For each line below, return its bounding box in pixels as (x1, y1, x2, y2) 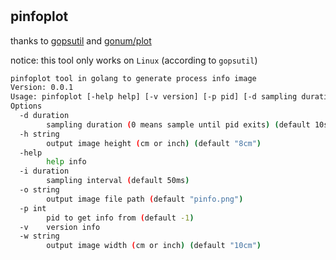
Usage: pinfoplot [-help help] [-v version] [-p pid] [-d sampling (10, 92, 298, 102)
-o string (19, 185, 60, 195)
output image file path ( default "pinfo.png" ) (46, 194, 244, 204)
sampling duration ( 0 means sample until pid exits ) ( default (46, 119, 311, 130)
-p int (19, 203, 47, 213)
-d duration (19, 111, 70, 121)
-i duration (19, 166, 70, 177)
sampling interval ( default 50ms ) (46, 176, 190, 186)
